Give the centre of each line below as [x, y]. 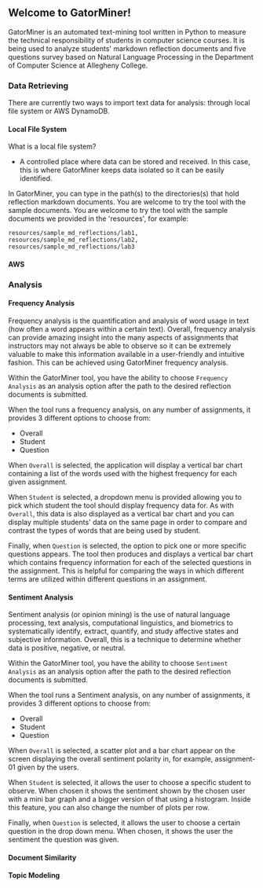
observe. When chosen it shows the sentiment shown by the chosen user [127, 791]
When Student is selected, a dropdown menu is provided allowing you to [125, 497]
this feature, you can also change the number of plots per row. [109, 808]
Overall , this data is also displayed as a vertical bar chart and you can [121, 514]
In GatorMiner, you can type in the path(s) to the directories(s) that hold [124, 194]
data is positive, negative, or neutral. [67, 648]
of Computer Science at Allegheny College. [78, 65]
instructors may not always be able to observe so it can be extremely [120, 346]
